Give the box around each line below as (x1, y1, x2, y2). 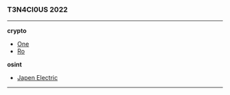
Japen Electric (16, 74, 58, 82)
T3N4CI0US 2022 (7, 5, 68, 14)
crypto (7, 27, 27, 35)
